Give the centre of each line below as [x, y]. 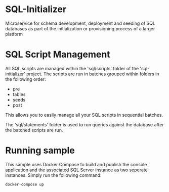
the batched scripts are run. [34, 130]
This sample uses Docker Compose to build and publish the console [76, 164]
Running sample [40, 151]
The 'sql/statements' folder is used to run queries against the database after [85, 124]
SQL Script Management [58, 55]
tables [19, 94]
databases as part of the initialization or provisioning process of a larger [80, 28]
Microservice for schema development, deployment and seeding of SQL [80, 23]
